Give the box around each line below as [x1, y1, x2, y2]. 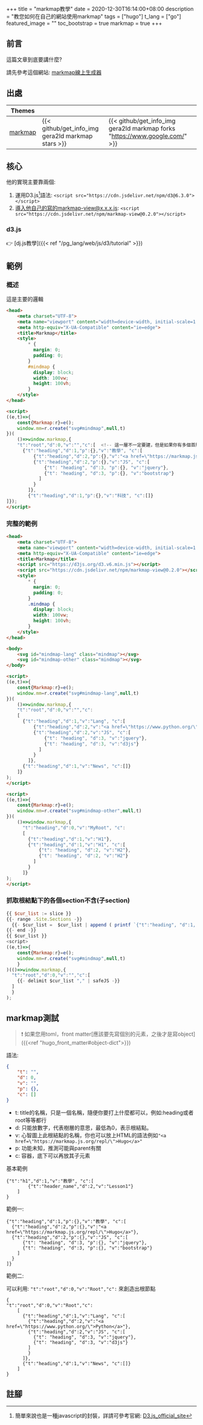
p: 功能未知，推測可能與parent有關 [14, 1144, 101, 1152]
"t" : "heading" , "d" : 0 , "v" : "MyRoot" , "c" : [22, 825, 126, 831]
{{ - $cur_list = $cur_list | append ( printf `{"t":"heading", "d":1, [11, 921, 196, 928]
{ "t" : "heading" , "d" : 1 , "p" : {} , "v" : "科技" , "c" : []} [28, 493, 154, 499]
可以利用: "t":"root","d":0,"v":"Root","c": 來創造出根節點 [6, 1285, 156, 1292]
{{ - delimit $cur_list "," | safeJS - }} [17, 978, 120, 984]
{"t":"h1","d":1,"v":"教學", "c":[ [6, 1178, 94, 1184]
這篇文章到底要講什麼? [6, 56, 62, 63]
